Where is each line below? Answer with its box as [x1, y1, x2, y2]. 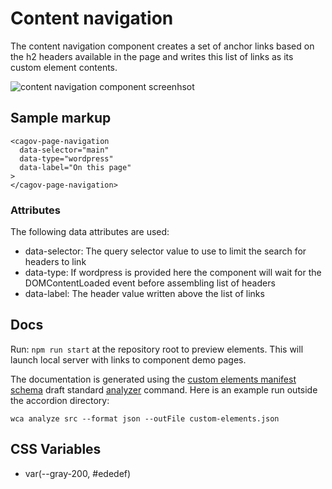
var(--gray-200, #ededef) [24, 467, 132, 479]
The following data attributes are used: [10, 226, 170, 238]
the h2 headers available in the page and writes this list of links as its [10, 50, 294, 62]
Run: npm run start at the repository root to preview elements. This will [10, 343, 304, 355]
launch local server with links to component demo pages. [10, 353, 247, 366]
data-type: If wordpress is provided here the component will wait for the [24, 267, 322, 279]
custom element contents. [10, 61, 118, 73]
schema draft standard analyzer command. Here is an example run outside [10, 383, 318, 396]
